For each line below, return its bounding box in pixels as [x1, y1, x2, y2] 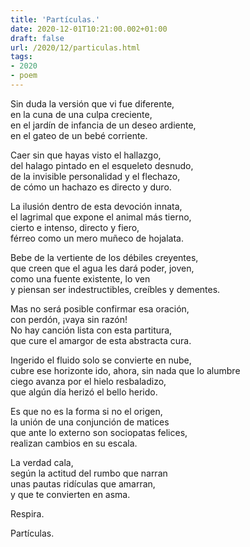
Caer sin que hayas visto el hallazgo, [10, 149, 162, 161]
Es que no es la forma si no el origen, [10, 405, 163, 417]
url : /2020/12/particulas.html [10, 42, 141, 53]
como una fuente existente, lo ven [10, 272, 151, 285]
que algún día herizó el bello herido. [10, 386, 158, 398]
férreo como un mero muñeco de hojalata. [10, 232, 184, 244]
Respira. [10, 507, 45, 520]
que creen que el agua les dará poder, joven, [10, 262, 195, 274]
